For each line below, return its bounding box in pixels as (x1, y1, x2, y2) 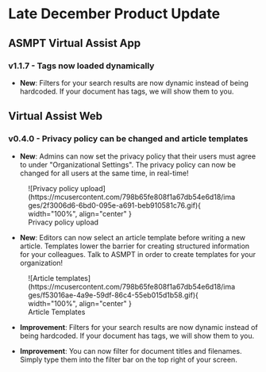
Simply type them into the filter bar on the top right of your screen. (19, 355, 238, 364)
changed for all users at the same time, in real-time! (19, 168, 189, 178)
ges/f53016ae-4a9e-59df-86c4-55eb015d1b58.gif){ (28, 290, 199, 300)
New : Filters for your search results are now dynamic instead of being (19, 78, 249, 87)
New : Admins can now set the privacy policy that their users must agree (19, 151, 256, 161)
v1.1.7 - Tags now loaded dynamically (8, 60, 155, 71)
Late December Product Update (8, 5, 221, 23)
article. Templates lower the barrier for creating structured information (19, 241, 250, 251)
